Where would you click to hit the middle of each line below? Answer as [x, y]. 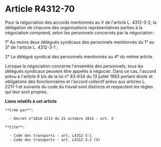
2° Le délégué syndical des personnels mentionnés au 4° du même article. [79, 56]
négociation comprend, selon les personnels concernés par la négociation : [80, 33]
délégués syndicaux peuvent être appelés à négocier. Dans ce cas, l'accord [80, 71]
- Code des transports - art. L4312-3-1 [51, 135]
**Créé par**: [19, 110]
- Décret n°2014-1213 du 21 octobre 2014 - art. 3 [61, 118]
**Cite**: [15, 127]
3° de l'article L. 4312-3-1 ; [31, 47]
